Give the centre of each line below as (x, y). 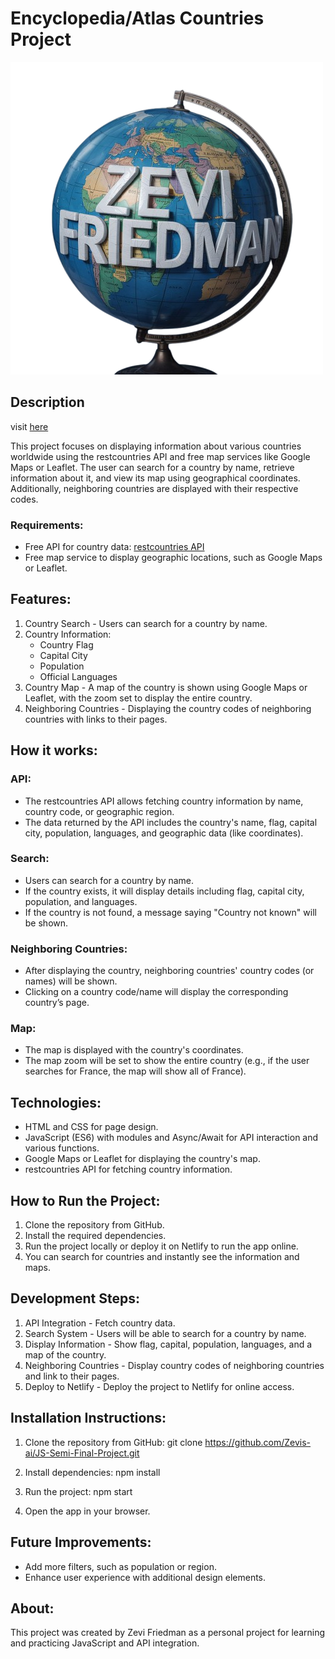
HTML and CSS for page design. (91, 1127)
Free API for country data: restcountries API (114, 547)
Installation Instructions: (88, 1418)
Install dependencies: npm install (92, 1472)
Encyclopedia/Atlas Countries (137, 18)
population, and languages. (81, 901)
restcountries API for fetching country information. (128, 1169)
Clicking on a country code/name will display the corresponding (156, 992)
